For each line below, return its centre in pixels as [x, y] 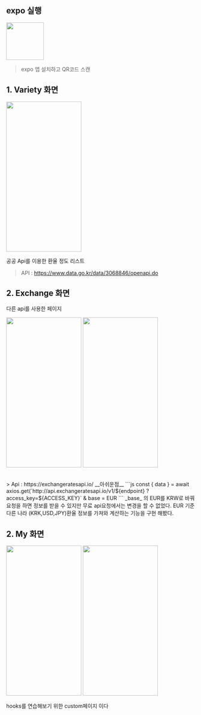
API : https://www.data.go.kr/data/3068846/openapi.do [89, 273]
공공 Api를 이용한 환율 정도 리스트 [46, 261]
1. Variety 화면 [32, 90]
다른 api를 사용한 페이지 [34, 309]
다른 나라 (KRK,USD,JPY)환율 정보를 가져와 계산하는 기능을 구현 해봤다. [90, 513]
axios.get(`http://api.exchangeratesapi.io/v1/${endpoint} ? [78, 491]
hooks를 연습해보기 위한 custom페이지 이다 [58, 706]
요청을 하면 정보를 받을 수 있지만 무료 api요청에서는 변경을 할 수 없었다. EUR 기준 [100, 505]
